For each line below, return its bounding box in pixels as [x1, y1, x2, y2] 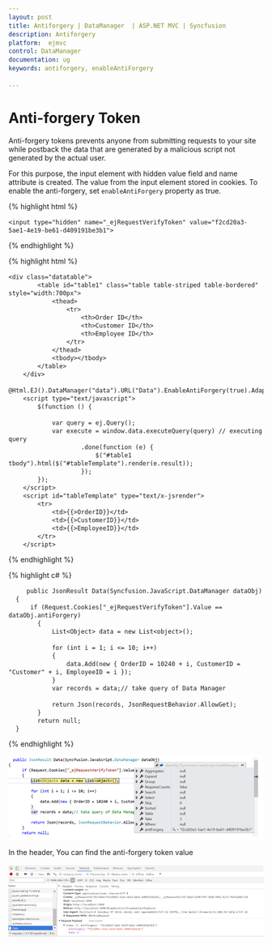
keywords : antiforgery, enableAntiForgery [8, 65, 154, 73]
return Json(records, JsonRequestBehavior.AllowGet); [51, 700, 237, 708]
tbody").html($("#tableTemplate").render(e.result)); [8, 459, 194, 468]
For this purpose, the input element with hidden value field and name [8, 169, 238, 178]
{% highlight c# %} [8, 570, 72, 579]
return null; [37, 716, 82, 725]
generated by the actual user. [8, 152, 107, 162]
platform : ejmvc [8, 39, 67, 47]
